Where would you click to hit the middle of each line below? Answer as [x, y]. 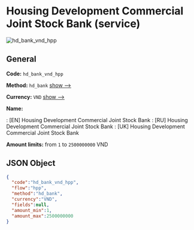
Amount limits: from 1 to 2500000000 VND [57, 144]
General [22, 59]
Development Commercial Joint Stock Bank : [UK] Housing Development [96, 126]
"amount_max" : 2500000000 [43, 216]
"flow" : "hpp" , [29, 188]
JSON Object [31, 163]
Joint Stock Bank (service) [73, 24]
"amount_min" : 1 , [32, 210]
